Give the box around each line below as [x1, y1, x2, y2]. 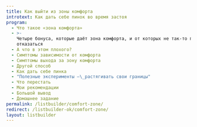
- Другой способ [11, 63, 51, 69]
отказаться [16, 42, 43, 47]
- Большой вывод [11, 90, 51, 96]
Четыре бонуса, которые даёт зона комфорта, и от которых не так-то [16, 36, 188, 42]
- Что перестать [11, 80, 51, 85]
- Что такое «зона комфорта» [11, 25, 83, 31]
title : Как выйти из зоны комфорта [6, 8, 93, 15]
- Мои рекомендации [11, 85, 59, 91]
